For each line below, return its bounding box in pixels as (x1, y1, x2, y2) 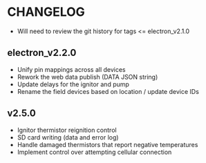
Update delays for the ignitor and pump (17, 80, 130, 88)
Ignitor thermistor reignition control (17, 126, 117, 134)
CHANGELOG (7, 4, 85, 20)
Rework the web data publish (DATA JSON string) (17, 73, 158, 81)
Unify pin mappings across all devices (17, 65, 126, 73)
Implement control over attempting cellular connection (17, 148, 172, 156)
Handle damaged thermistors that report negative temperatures (17, 140, 198, 148)
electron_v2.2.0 (7, 47, 77, 59)
